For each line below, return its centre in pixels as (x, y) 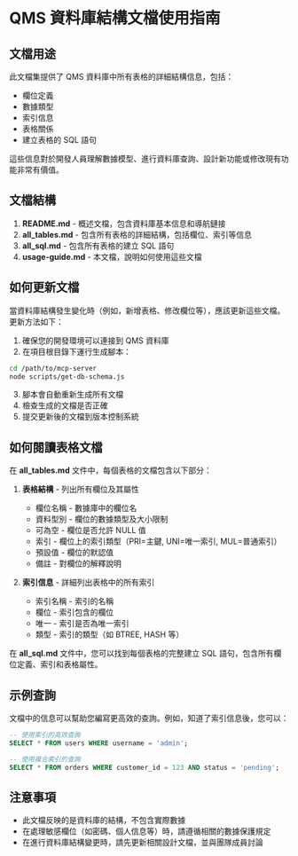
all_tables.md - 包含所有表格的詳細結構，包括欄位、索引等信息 (137, 234)
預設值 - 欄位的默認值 (74, 553)
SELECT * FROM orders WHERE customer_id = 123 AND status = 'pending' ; (144, 767)
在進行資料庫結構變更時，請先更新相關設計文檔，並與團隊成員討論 (142, 843)
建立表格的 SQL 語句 (59, 140)
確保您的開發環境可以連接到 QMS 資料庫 (96, 340)
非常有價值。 (40, 170)
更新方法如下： (36, 321)
